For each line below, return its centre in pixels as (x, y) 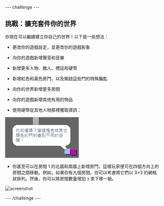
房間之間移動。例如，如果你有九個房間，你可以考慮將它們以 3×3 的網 (82, 172)
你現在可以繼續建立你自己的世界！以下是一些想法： (57, 36)
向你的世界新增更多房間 (36, 89)
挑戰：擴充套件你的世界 (41, 24)
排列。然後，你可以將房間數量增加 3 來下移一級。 (66, 178)
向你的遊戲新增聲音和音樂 (38, 57)
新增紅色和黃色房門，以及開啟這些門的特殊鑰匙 (60, 78)
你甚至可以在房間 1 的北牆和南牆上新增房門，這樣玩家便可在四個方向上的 (85, 166)
